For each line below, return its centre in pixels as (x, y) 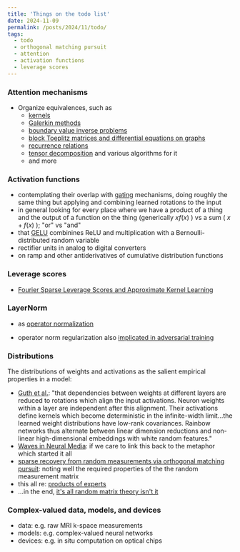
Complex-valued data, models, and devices (84, 510)
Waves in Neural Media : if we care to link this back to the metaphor (116, 446)
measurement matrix (48, 476)
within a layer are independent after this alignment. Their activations (118, 408)
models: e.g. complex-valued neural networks (85, 533)
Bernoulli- (190, 233)
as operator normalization (56, 323)
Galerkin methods (54, 123)
